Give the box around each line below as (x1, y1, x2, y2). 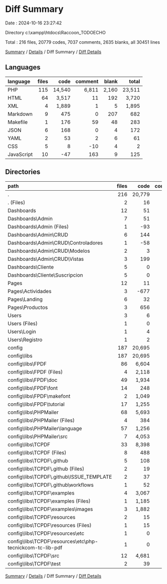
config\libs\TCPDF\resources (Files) (7, 521, 92, 528)
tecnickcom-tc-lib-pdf (7, 544, 63, 551)
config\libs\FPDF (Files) (7, 368, 63, 375)
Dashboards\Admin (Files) (7, 223, 69, 230)
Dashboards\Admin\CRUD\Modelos (7, 247, 90, 254)
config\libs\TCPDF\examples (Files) (7, 498, 91, 505)
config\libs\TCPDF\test (7, 560, 61, 567)
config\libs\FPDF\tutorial (7, 401, 65, 408)
